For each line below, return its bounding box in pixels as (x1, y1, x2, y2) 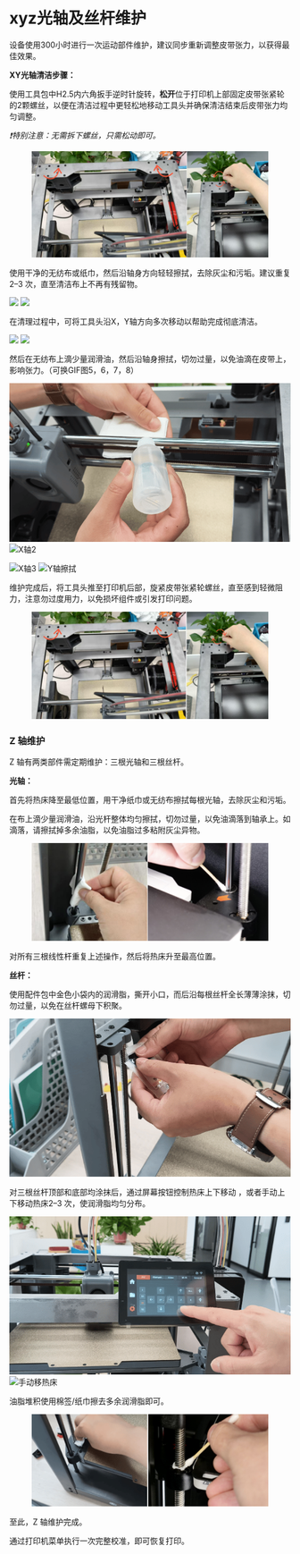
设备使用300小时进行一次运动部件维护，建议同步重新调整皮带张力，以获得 (9, 39, 283, 50)
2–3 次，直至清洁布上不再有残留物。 (9, 279, 143, 290)
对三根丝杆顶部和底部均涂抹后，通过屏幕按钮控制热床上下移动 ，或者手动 (9, 1187, 278, 1197)
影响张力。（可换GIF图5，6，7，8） (9, 365, 139, 376)
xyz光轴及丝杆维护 (9, 8, 147, 29)
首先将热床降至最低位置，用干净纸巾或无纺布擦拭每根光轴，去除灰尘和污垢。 (9, 794, 291, 805)
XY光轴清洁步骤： (9, 69, 76, 80)
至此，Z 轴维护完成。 (9, 1516, 87, 1527)
